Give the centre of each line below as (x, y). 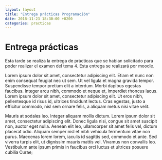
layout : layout (20, 10)
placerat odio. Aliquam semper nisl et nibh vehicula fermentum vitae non (78, 132)
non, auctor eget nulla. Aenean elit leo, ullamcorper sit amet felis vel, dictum (81, 126)
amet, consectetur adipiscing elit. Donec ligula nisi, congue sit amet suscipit (81, 121)
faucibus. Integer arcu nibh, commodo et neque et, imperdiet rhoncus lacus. (81, 91)
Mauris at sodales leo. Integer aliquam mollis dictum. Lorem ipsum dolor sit (80, 116)
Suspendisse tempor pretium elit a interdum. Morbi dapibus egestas (73, 86)
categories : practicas (28, 23)
